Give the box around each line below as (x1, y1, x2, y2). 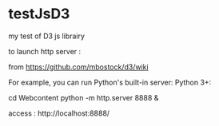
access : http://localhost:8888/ (8, 108, 110, 118)
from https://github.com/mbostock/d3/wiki (8, 61, 149, 72)
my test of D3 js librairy (8, 31, 86, 41)
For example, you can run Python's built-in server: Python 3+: (8, 77, 212, 87)
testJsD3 (8, 5, 70, 23)
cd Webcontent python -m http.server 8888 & (8, 93, 159, 102)
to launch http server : (8, 46, 82, 56)
